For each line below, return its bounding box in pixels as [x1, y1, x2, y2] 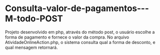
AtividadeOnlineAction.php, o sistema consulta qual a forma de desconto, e [5, 39, 156, 45]
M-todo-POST [5, 13, 63, 24]
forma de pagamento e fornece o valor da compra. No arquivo [5, 34, 129, 40]
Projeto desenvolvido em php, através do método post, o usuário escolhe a [5, 29, 155, 35]
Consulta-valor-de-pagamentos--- [5, 3, 149, 14]
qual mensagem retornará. [5, 44, 58, 50]
